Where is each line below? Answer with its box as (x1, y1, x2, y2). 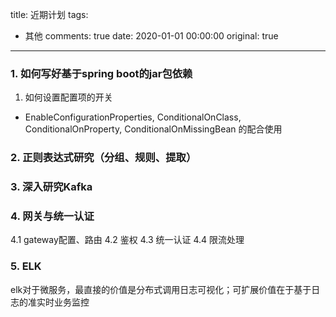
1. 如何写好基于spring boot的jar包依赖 (10, 66, 193, 80)
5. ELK (10, 259, 42, 273)
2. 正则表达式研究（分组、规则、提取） (10, 151, 197, 165)
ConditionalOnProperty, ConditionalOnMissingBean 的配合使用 (24, 123, 283, 135)
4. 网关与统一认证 (10, 209, 95, 223)
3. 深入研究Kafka (10, 180, 93, 194)
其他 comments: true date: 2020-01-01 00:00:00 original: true (24, 30, 279, 42)
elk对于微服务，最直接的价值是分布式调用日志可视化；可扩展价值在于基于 (10, 283, 312, 295)
